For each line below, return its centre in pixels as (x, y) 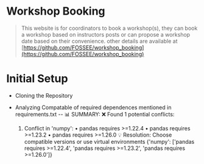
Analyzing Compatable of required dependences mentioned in (93, 107)
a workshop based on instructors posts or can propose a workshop (106, 34)
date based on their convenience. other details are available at (99, 41)
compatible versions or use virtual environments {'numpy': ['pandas (109, 141)
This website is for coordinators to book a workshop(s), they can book (109, 28)
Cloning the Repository (44, 95)
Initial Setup (37, 79)
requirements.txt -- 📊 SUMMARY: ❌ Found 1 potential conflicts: (95, 114)
